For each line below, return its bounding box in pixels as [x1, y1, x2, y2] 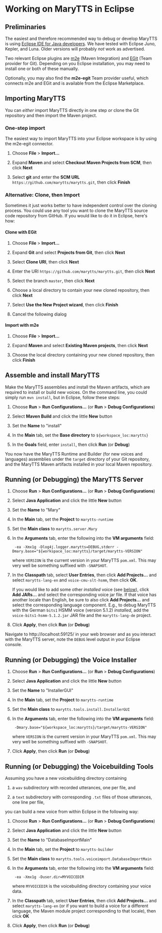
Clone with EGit [5, 229, 37, 235]
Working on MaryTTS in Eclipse [5, 3, 135, 15]
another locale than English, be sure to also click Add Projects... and [12, 597, 150, 603]
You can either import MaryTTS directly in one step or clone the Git [5, 107, 139, 113]
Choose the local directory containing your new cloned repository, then [12, 352, 155, 358]
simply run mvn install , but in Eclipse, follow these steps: [5, 394, 120, 400]
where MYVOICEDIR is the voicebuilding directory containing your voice [12, 883, 151, 889]
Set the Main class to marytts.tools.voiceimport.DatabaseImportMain [12, 856, 152, 862]
